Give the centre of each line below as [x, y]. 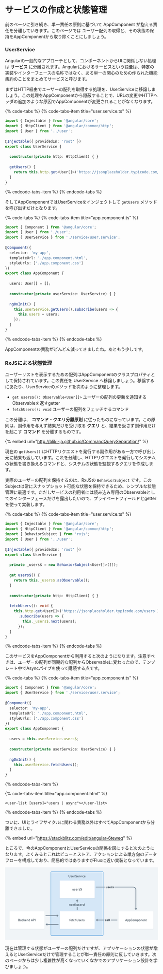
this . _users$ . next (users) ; [50, 621]
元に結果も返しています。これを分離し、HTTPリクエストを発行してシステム [81, 458]
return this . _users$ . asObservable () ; [52, 580]
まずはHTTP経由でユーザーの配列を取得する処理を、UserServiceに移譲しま [81, 89]
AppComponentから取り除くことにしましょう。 [61, 37]
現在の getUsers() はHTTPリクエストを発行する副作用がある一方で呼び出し [80, 451]
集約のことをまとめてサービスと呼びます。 [47, 79]
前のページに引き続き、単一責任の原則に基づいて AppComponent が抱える [79, 24]
